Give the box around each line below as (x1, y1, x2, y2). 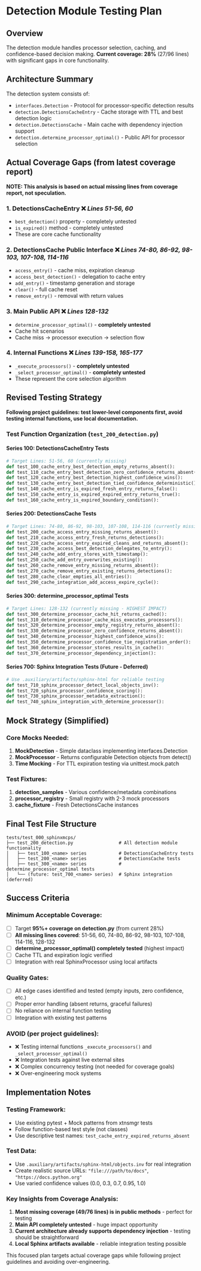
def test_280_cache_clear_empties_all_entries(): (6, 574, 133, 580)
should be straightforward (14, 1234, 79, 1241)
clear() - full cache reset (14, 286, 78, 293)
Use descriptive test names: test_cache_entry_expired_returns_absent (14, 1132, 190, 1139)
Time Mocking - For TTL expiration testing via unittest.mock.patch (14, 760, 179, 767)
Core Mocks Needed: (6, 733, 69, 742)
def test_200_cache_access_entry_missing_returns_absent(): (6, 529, 160, 535)
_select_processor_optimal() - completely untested (14, 368, 145, 376)
